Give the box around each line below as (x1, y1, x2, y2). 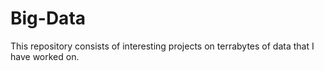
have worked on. (10, 50, 80, 62)
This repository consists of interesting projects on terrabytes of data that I (10, 40, 315, 52)
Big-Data (10, 7, 87, 30)
